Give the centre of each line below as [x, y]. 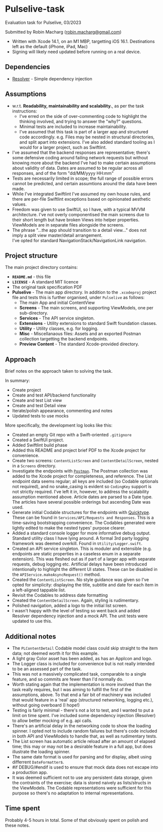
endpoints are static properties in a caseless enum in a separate [76, 554]
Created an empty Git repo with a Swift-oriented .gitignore [72, 435]
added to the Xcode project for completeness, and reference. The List [82, 476]
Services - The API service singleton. [57, 318]
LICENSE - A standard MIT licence [45, 282]
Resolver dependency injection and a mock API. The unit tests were [80, 616]
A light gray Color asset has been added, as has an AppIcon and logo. [82, 658]
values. [19, 204]
